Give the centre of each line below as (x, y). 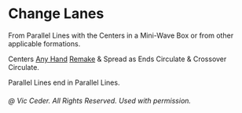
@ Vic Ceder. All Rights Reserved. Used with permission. (99, 100)
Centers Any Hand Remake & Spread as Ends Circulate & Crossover (117, 59)
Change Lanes (56, 14)
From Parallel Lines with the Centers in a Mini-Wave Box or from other (121, 35)
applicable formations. (44, 43)
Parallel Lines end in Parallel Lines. (64, 82)
